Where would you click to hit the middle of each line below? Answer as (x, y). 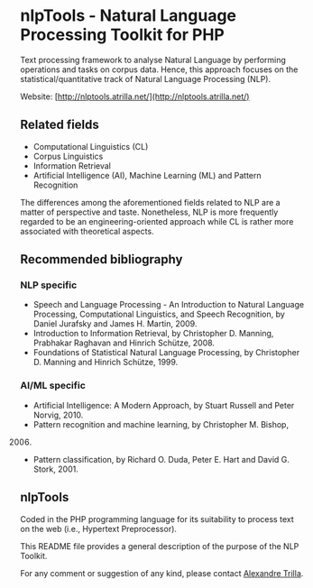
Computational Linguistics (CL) (91, 146)
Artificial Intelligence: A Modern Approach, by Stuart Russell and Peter (164, 405)
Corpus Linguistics (68, 156)
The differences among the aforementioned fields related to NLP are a (150, 202)
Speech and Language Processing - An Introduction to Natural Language (169, 305)
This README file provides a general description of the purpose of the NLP (160, 546)
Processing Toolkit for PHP (122, 35)
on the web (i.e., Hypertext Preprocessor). (99, 528)
